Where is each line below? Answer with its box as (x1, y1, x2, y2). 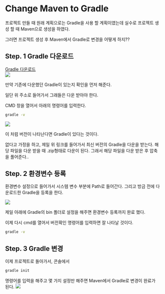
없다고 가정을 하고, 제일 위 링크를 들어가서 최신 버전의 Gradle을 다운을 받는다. (5, 141, 154, 147)
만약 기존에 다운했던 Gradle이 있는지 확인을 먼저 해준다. (5, 82, 112, 88)
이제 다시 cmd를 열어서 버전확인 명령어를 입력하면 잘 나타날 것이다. (5, 220, 134, 226)
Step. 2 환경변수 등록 (5, 170, 66, 178)
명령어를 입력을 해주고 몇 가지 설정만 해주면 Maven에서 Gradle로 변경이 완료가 (5, 278, 156, 283)
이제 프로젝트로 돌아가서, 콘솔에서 (5, 259, 70, 265)
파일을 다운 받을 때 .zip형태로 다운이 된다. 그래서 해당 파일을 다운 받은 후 (10, 147, 149, 153)
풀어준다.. (10, 153, 29, 160)
